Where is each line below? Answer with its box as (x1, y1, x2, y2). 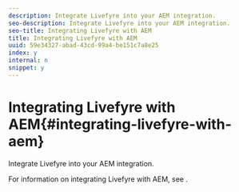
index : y (8, 49, 38, 57)
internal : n (8, 57, 48, 65)
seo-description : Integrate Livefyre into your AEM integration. (8, 19, 230, 27)
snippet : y (8, 64, 45, 72)
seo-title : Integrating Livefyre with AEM (8, 26, 152, 34)
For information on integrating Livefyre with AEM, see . (8, 174, 188, 184)
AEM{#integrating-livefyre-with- (8, 115, 232, 133)
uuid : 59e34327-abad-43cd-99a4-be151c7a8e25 (8, 42, 159, 50)
